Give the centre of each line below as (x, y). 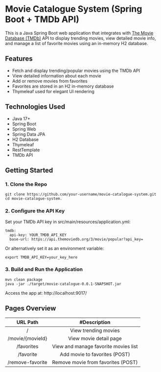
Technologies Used (35, 107)
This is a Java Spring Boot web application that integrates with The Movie (79, 33)
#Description (95, 322)
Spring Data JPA (29, 134)
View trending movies (95, 330)
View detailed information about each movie (57, 76)
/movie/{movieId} (27, 338)
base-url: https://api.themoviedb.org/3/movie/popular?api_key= (76, 239)
